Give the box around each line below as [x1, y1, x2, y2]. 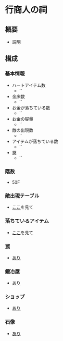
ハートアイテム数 [12, 82, 46, 88]
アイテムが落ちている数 [12, 138, 59, 144]
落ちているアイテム [5, 218, 49, 225]
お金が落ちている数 [12, 105, 50, 111]
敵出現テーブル [5, 192, 39, 199]
